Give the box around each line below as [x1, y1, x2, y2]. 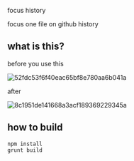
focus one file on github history [7, 20, 99, 28]
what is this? [7, 41, 65, 53]
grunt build [7, 146, 43, 154]
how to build [7, 121, 63, 134]
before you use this [7, 59, 64, 68]
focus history [7, 6, 46, 14]
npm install [7, 140, 43, 147]
